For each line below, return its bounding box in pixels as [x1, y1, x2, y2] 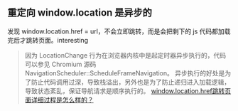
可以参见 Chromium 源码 [24, 60, 97, 68]
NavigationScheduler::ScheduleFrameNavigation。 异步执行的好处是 [24, 68, 225, 77]
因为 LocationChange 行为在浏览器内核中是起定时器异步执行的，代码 [24, 51, 226, 59]
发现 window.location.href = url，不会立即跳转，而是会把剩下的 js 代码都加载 [7, 27, 231, 36]
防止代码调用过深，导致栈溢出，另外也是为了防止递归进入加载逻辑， [31, 78, 231, 86]
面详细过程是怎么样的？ [24, 95, 94, 104]
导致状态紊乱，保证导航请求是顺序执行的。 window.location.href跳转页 [24, 86, 232, 95]
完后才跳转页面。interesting [7, 36, 89, 44]
